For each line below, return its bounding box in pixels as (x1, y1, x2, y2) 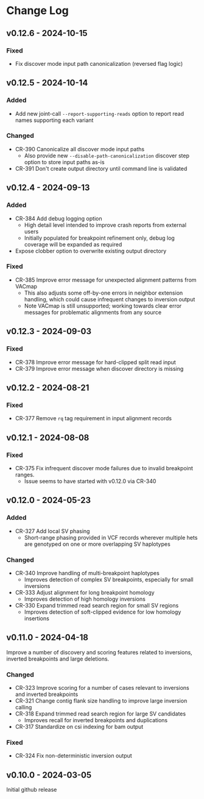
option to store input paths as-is (24, 158, 105, 165)
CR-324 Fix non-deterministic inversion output (15, 752, 132, 759)
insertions (24, 614, 50, 622)
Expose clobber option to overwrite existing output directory (15, 247, 167, 254)
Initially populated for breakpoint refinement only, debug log (24, 234, 175, 242)
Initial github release (6, 786, 57, 794)
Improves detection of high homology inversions (24, 595, 146, 603)
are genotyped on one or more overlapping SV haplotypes (24, 540, 171, 548)
